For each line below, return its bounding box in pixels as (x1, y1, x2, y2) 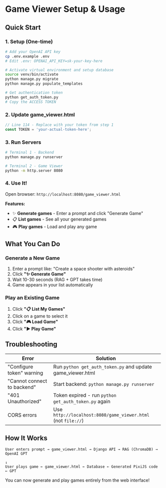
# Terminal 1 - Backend (5, 150, 54, 155)
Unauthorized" (7, 398, 42, 405)
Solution (95, 355, 116, 362)
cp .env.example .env (5, 54, 50, 59)
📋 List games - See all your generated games (12, 216, 107, 222)
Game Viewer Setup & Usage (5, 3, 125, 15)
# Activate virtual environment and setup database (5, 67, 114, 72)
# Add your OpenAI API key (5, 49, 61, 54)
